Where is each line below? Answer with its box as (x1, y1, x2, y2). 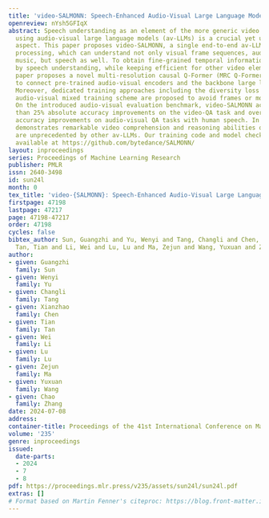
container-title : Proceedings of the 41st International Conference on (8, 422, 252, 430)
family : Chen (15, 310, 59, 318)
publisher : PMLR (8, 161, 62, 169)
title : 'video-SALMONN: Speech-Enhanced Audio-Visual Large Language (8, 11, 246, 20)
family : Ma (15, 370, 52, 378)
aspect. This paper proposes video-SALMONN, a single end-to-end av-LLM (15, 42, 263, 50)
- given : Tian (8, 318, 56, 326)
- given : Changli (8, 288, 66, 296)
